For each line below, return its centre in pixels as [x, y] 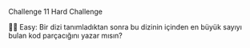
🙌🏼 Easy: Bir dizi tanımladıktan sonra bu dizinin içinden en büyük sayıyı [125, 27]
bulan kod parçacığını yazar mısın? [65, 36]
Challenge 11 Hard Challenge [55, 12]
